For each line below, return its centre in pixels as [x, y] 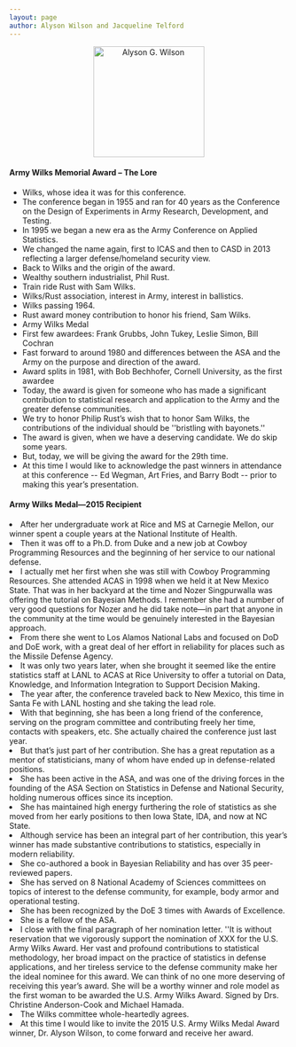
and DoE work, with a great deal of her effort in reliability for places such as [147, 646]
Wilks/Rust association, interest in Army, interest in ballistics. [132, 296]
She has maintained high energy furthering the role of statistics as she [149, 807]
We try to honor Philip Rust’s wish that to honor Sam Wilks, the [136, 418]
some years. [45, 446]
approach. [28, 628]
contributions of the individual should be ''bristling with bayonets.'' [144, 427]
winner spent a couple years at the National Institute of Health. [123, 534]
